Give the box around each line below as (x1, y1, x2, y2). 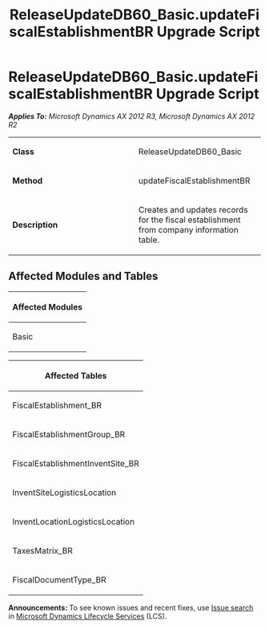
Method (12, 175, 43, 186)
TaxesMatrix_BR (12, 545, 74, 556)
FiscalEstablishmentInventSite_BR (12, 457, 140, 469)
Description (12, 219, 58, 230)
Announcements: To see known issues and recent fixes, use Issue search (8, 603, 254, 612)
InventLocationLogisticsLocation (12, 516, 134, 527)
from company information (139, 224, 239, 235)
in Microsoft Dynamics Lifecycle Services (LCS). (8, 611, 167, 621)
